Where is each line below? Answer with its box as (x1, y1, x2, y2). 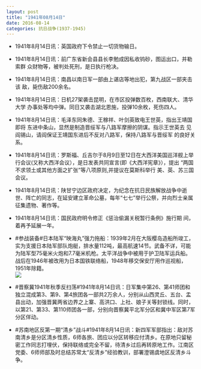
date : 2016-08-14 (6, 20, 50, 26)
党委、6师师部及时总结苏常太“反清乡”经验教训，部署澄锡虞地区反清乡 (14, 349, 186, 356)
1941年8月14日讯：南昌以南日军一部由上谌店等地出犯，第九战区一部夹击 (14, 76, 193, 83)
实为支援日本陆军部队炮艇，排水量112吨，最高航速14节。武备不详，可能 (14, 242, 191, 250)
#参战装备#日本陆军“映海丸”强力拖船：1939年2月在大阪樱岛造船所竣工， (14, 235, 194, 242)
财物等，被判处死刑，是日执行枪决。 (32, 63, 122, 70)
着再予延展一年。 (14, 222, 58, 229)
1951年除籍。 (14, 265, 47, 272)
